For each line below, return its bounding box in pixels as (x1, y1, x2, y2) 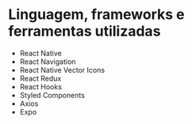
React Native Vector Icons (19, 65, 106, 74)
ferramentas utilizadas (8, 22, 161, 40)
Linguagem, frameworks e (8, 6, 185, 24)
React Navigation (19, 57, 76, 66)
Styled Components (19, 90, 86, 100)
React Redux (19, 73, 62, 83)
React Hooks (19, 81, 62, 92)
